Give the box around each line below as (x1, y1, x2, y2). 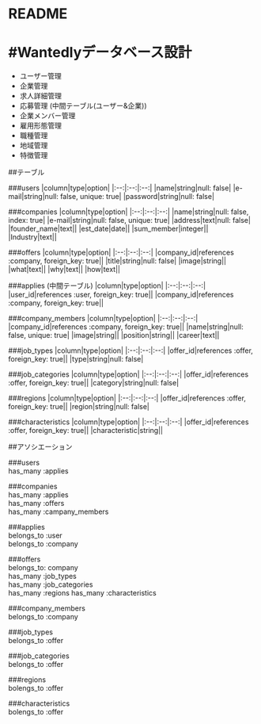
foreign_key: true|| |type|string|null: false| (8, 354, 144, 364)
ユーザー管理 (19, 71, 62, 81)
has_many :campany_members (8, 507, 109, 516)
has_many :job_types (8, 572, 78, 581)
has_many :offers (8, 499, 65, 508)
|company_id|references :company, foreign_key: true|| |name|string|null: (8, 322, 244, 331)
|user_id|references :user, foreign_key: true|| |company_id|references (8, 290, 234, 300)
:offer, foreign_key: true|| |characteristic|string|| (8, 426, 164, 435)
